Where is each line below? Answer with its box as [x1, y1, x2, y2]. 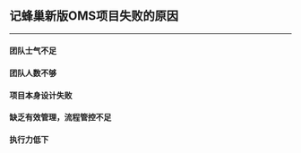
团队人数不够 [9, 68, 56, 78]
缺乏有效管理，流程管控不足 [9, 112, 112, 123]
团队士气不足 [9, 46, 56, 56]
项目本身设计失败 [9, 89, 73, 100]
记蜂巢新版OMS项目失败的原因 [9, 8, 179, 24]
